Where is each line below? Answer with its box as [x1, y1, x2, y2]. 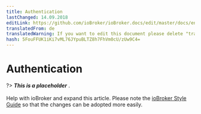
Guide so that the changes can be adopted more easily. [6, 101, 143, 108]
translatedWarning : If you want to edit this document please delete [6, 31, 184, 37]
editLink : [6, 20, 31, 26]
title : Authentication [6, 8, 63, 15]
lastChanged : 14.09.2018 [6, 14, 68, 20]
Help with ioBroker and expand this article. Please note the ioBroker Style [6, 94, 187, 101]
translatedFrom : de [6, 25, 55, 32]
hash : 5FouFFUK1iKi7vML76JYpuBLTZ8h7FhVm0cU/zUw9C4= [6, 36, 141, 42]
